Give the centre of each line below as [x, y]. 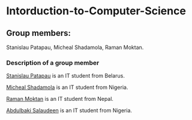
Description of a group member [53, 63]
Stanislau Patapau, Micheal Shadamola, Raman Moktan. [75, 47]
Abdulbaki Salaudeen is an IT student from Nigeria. [69, 110]
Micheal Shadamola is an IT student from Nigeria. [67, 87]
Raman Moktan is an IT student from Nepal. [60, 99]
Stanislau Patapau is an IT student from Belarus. [65, 76]
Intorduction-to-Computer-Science [96, 11]
